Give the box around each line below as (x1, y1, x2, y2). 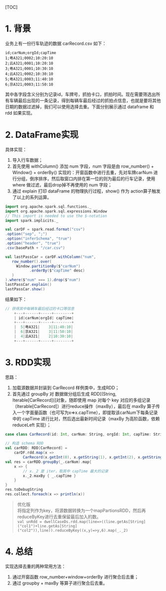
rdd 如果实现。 (5, 110, 36, 116)
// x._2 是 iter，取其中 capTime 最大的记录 (23, 468, 109, 473)
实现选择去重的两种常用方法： (5, 563, 66, 569)
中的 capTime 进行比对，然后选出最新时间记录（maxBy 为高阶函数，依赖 (12, 415, 160, 421)
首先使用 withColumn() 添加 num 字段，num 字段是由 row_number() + (12, 163, 154, 169)
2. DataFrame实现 (5, 129, 79, 140)
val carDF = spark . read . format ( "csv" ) (5, 227, 85, 232)
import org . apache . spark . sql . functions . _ (5, 204, 92, 209)
